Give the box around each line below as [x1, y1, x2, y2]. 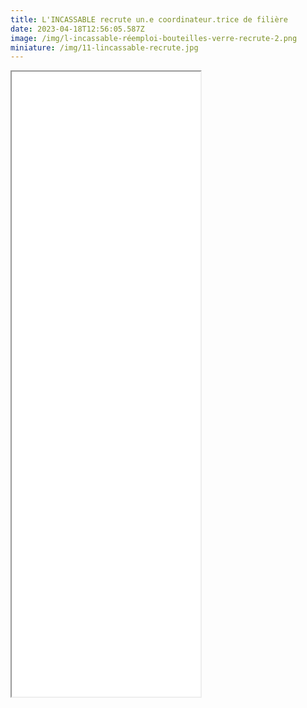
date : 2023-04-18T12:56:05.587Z [10, 24, 145, 34]
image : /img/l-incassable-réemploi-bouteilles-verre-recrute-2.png [10, 33, 298, 43]
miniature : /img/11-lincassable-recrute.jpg [10, 42, 199, 53]
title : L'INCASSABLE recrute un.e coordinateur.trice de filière [10, 14, 288, 25]
